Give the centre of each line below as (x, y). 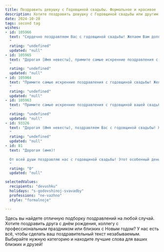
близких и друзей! (24, 244)
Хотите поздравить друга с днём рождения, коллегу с (62, 223)
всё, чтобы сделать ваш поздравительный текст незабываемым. (73, 234)
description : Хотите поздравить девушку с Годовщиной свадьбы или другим (82, 14)
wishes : (13, 28)
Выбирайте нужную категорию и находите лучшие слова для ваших (76, 239)
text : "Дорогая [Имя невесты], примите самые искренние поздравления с (84, 60)
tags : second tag (23, 23)
